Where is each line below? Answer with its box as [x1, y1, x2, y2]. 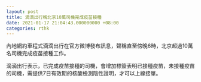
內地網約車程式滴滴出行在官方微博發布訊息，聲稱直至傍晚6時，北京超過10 [6, 42, 188, 49]
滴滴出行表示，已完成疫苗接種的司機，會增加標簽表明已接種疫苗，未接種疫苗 [6, 62, 195, 70]
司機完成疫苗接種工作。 [11, 50, 69, 57]
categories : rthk [6, 25, 50, 31]
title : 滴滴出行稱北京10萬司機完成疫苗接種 [6, 14, 102, 20]
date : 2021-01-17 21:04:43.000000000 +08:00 [6, 20, 119, 26]
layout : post [6, 8, 39, 15]
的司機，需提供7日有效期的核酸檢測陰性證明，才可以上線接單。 [6, 70, 162, 77]
